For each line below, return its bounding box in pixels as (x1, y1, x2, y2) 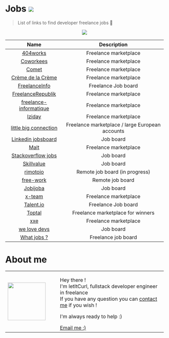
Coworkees (21, 57, 48, 64)
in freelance (60, 289, 88, 296)
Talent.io (24, 201, 44, 208)
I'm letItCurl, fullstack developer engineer (60, 283, 157, 290)
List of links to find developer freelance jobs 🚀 (17, 20, 113, 26)
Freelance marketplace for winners (72, 209, 155, 216)
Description (99, 41, 128, 48)
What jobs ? (20, 233, 48, 240)
